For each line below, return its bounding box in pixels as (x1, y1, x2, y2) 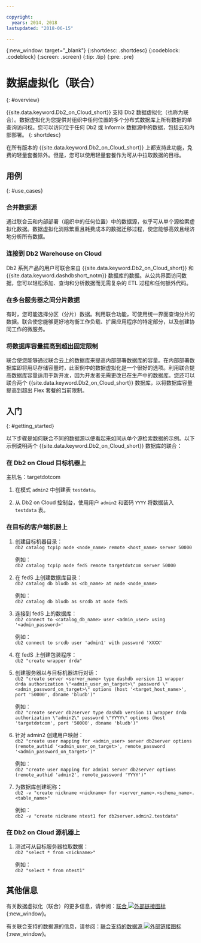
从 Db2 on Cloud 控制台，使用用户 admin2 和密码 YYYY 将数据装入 (14, 499, 174, 506)
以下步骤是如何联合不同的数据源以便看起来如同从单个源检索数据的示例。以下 (6, 435, 195, 442)
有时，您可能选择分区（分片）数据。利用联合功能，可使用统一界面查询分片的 (6, 310, 195, 318)
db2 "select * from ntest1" (14, 868, 85, 874)
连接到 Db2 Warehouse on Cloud (6, 250, 102, 258)
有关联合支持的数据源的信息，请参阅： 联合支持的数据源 (6, 923, 142, 930)
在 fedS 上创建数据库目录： (14, 574, 83, 581)
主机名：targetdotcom (6, 474, 61, 481)
